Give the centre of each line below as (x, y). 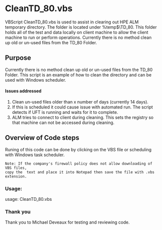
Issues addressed (23, 91)
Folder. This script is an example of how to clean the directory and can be (78, 75)
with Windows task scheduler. (35, 155)
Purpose (18, 58)
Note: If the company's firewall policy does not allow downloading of (79, 163)
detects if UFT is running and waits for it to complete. (65, 112)
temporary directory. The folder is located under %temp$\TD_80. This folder (81, 27)
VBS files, (16, 168)
